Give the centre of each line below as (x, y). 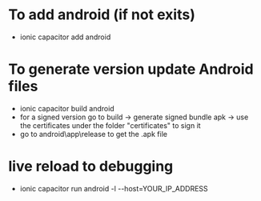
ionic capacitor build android (67, 108)
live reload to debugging (91, 167)
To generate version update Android (131, 69)
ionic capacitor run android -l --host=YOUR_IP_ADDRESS (114, 188)
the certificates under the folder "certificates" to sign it (110, 125)
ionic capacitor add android (65, 37)
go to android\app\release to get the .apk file (94, 134)
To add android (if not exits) (102, 15)
